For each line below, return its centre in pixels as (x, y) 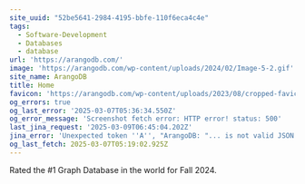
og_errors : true (40, 102)
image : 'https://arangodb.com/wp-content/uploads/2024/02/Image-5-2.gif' (152, 69)
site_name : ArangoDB (49, 77)
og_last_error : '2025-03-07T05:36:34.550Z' (93, 111)
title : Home (32, 85)
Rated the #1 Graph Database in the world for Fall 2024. (113, 169)
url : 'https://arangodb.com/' (67, 60)
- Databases (40, 43)
